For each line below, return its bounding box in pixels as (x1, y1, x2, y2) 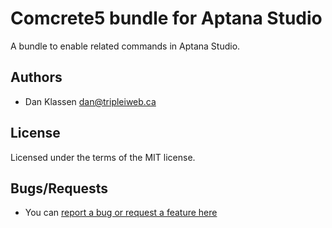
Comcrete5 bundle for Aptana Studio (10, 7, 323, 30)
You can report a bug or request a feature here (24, 207, 218, 219)
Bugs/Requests (10, 180, 109, 197)
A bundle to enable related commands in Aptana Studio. (10, 40, 241, 52)
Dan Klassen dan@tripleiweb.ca (24, 95, 157, 107)
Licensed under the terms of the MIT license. (10, 151, 196, 163)
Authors (10, 69, 63, 86)
